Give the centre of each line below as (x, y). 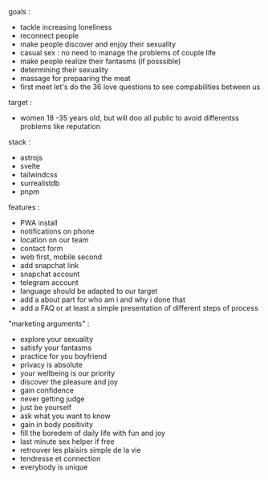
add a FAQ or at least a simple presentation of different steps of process (139, 308)
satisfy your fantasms (56, 348)
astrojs (31, 157)
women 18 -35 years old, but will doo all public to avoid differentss (129, 118)
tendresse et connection (60, 458)
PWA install (39, 223)
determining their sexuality (64, 70)
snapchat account (50, 274)
